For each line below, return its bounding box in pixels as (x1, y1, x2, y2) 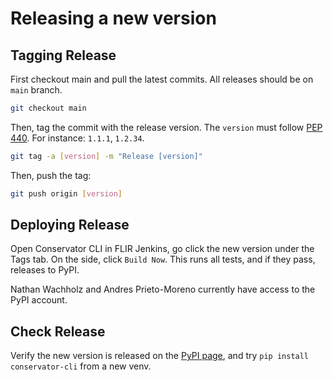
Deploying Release (10, 217, 130, 234)
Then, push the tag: (10, 169, 92, 181)
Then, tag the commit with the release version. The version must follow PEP (10, 121, 323, 133)
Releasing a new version (10, 7, 217, 30)
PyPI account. (10, 294, 68, 306)
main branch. (10, 84, 63, 96)
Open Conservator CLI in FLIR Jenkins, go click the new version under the (10, 243, 315, 255)
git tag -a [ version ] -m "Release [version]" (10, 151, 203, 161)
